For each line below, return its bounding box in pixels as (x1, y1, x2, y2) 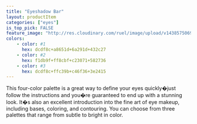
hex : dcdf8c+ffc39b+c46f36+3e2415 (21, 68, 107, 74)
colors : (6, 36, 25, 42)
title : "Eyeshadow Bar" (6, 8, 64, 15)
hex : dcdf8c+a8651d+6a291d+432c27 (21, 47, 107, 53)
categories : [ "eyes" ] (6, 19, 59, 25)
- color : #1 (16, 42, 46, 47)
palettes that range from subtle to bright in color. (6, 112, 123, 119)
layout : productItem (6, 14, 57, 20)
